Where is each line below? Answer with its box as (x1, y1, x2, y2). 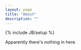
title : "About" (5, 12, 37, 17)
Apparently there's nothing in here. (5, 39, 77, 45)
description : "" (5, 16, 39, 21)
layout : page (5, 7, 32, 12)
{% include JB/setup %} (5, 30, 55, 36)
